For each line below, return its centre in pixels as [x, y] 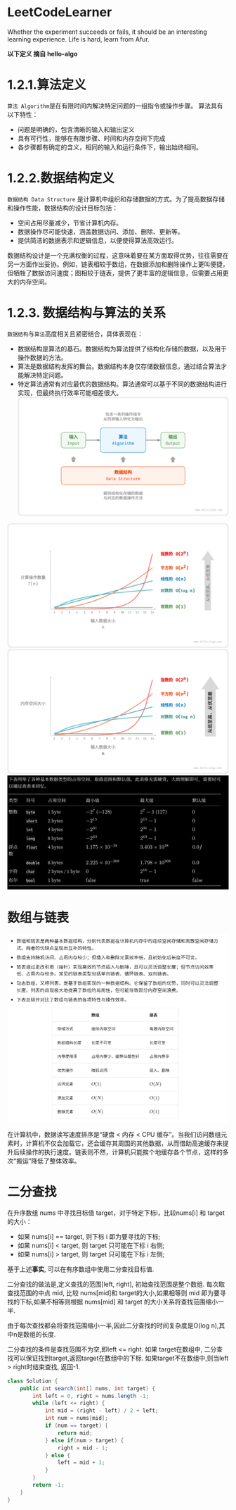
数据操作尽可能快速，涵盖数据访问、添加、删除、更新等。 [100, 231]
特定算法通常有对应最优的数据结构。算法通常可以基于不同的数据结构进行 [122, 384]
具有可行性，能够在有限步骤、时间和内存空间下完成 [91, 138]
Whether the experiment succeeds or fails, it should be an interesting [107, 32]
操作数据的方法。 [42, 357]
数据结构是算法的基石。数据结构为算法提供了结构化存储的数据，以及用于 [122, 349]
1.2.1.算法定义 [47, 85]
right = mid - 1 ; [83, 1448]
